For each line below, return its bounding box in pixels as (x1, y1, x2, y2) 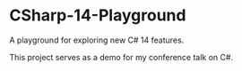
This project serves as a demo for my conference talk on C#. (9, 51, 234, 62)
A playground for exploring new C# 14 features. (9, 35, 185, 45)
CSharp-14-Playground (9, 5, 186, 26)
